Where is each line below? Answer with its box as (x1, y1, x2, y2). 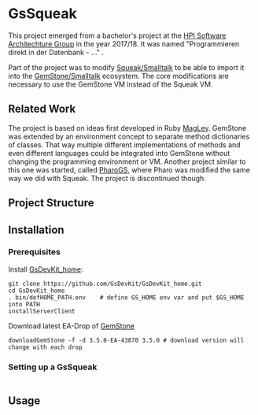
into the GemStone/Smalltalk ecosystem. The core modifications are (8, 71, 230, 80)
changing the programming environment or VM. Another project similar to (8, 157, 246, 166)
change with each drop (8, 343, 83, 351)
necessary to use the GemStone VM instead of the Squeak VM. (8, 80, 213, 89)
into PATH (8, 300, 41, 308)
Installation (8, 223, 64, 236)
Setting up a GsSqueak (8, 361, 98, 372)
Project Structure (8, 196, 94, 209)
